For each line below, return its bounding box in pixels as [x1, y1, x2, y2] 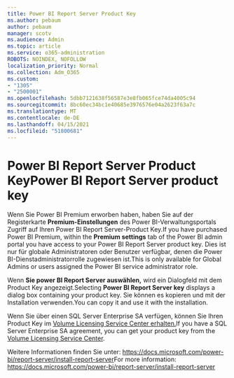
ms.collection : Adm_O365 [7, 69, 80, 76]
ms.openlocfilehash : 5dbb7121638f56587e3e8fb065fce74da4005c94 [7, 95, 196, 102]
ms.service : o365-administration [7, 50, 105, 57]
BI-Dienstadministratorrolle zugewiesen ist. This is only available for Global [7, 255, 222, 263]
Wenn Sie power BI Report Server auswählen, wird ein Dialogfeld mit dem [7, 276, 223, 284]
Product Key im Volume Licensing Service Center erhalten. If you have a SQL [7, 319, 228, 328]
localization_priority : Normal [7, 62, 99, 69]
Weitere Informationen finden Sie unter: [7, 348, 121, 356]
